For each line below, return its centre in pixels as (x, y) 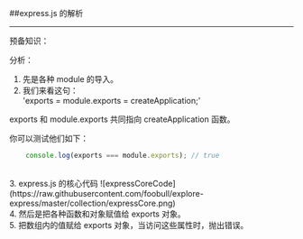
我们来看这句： (50, 90)
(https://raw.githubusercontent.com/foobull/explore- (107, 193)
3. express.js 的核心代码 (54, 183)
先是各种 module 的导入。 (70, 79)
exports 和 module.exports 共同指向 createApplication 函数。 (122, 119)
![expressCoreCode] (138, 183)
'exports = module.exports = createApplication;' (111, 101)
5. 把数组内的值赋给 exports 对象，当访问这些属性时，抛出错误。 (129, 225)
